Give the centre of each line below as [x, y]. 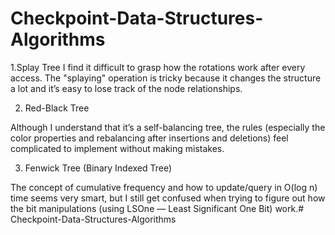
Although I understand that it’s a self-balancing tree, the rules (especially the [168, 127]
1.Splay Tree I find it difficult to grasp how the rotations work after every [158, 67]
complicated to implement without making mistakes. [117, 148]
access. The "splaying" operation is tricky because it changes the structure [166, 78]
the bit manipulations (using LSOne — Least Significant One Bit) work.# [157, 208]
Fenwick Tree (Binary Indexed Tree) [98, 168]
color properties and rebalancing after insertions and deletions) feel [149, 138]
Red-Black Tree [57, 108]
